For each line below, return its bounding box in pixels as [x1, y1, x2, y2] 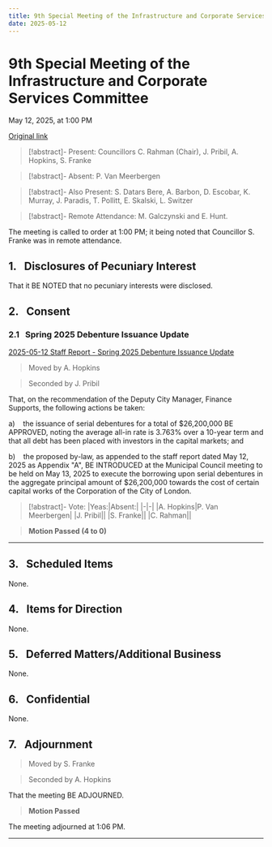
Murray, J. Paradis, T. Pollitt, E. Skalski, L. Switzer [28, 196, 193, 205]
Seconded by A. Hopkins [28, 775, 112, 784]
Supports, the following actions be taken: [8, 402, 146, 412]
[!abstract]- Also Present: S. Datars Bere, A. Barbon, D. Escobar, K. [28, 187, 251, 197]
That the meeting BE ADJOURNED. [8, 790, 124, 800]
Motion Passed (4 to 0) [28, 526, 107, 535]
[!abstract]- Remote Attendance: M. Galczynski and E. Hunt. [28, 212, 228, 221]
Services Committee [8, 88, 149, 107]
